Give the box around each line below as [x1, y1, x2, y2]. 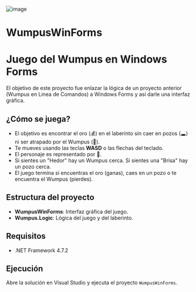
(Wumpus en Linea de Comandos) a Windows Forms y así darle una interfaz [6, 91, 191, 98]
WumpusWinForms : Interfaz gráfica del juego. [14, 208, 129, 215]
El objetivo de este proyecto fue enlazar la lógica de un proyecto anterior [6, 85, 182, 92]
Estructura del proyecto [6, 193, 95, 202]
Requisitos [6, 231, 46, 241]
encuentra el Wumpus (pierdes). [14, 176, 93, 183]
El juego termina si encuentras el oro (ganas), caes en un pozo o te [14, 169, 177, 176]
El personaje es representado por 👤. [14, 150, 102, 157]
